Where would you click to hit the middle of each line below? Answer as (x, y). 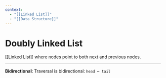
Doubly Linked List (44, 43)
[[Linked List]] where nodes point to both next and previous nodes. (73, 57)
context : (14, 10)
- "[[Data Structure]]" (34, 19)
